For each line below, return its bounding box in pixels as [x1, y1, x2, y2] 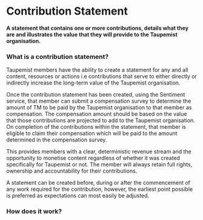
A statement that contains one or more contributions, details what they [6, 24, 189, 32]
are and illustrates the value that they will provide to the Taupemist [6, 30, 178, 38]
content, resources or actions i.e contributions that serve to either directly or [6, 73, 197, 80]
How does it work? [6, 207, 62, 216]
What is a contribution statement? [6, 52, 109, 61]
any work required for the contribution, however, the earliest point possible [6, 185, 193, 193]
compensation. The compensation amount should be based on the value [6, 111, 187, 118]
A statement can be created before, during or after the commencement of [6, 179, 191, 187]
